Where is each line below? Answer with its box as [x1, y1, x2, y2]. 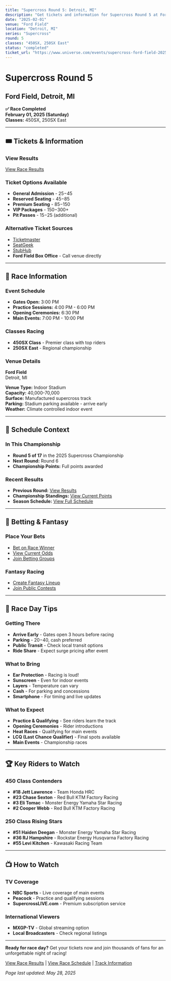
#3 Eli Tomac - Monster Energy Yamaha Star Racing [12, 800, 122, 805]
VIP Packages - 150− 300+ [12, 207, 69, 213]
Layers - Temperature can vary [12, 683, 79, 689]
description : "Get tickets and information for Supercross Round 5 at [5, 12, 158, 17]
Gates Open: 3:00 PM [12, 299, 60, 305]
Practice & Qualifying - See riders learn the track [12, 718, 117, 724]
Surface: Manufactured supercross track [5, 395, 92, 401]
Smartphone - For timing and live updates [12, 694, 101, 700]
